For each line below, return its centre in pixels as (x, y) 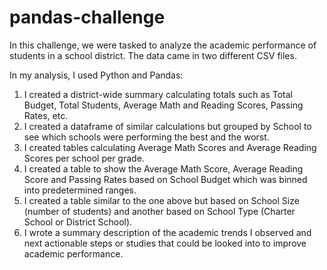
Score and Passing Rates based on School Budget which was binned (165, 179)
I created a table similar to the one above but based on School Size (161, 200)
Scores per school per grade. (84, 158)
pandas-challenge (87, 17)
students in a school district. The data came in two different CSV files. (153, 55)
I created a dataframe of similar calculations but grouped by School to (167, 126)
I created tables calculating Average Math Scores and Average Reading (170, 147)
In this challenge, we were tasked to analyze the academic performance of (163, 45)
